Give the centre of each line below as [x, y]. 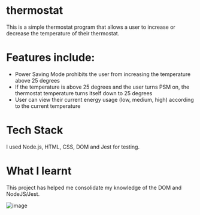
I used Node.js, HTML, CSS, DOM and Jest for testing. [73, 147]
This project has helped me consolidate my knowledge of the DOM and [94, 187]
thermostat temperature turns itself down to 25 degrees [84, 93]
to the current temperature [48, 106]
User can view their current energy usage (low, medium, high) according [104, 99]
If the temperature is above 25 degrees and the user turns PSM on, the [102, 87]
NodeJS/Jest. [23, 194]
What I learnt [39, 171]
